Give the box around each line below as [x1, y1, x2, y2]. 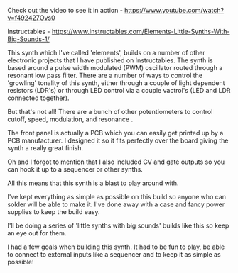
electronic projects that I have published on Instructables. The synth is [7, 56, 213, 65]
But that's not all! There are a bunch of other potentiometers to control [7, 108, 213, 116]
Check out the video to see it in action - [7, 6, 123, 14]
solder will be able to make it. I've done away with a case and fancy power [7, 200, 225, 208]
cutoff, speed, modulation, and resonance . [7, 115, 134, 123]
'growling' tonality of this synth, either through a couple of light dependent [7, 79, 225, 87]
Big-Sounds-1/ [7, 35, 50, 43]
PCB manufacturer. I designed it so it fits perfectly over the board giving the [7, 136, 229, 145]
